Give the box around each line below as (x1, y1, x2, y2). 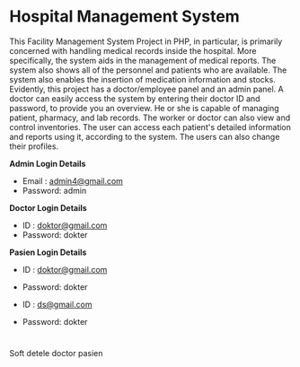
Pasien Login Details (9, 247, 87, 258)
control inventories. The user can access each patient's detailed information (9, 121, 292, 132)
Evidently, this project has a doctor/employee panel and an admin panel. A (9, 83, 285, 94)
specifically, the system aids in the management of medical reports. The (9, 55, 277, 66)
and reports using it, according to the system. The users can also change (9, 131, 280, 142)
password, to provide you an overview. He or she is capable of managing (9, 102, 279, 113)
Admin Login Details (9, 158, 86, 169)
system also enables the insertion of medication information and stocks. (9, 74, 276, 84)
